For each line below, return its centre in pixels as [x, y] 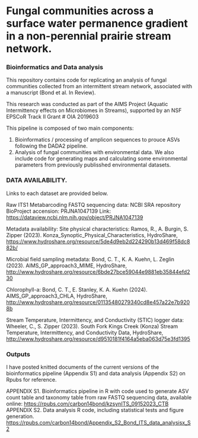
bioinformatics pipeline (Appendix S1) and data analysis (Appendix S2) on [96, 373]
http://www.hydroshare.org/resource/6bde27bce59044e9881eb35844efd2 [98, 271]
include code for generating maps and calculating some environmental [101, 159]
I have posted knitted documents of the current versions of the [83, 367]
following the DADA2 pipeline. [51, 146]
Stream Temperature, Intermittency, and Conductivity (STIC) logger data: [95, 320]
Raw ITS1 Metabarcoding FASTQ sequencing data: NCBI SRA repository [93, 204]
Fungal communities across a [80, 11]
